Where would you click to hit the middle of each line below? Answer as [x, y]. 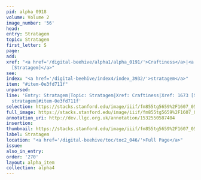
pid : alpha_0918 [26, 12]
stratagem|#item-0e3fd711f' [47, 101]
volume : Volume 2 [28, 17]
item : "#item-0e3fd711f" [37, 85]
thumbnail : [20, 129]
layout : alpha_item [31, 163]
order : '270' [22, 157]
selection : [20, 106]
